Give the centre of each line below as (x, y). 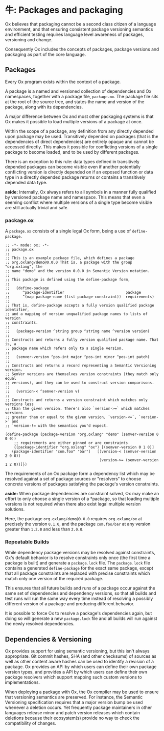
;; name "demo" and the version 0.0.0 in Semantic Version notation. (78, 271)
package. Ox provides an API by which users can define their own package (81, 667)
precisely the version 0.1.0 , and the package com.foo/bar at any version (78, 524)
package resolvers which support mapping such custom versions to (73, 677)
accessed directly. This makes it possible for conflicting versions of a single (82, 147)
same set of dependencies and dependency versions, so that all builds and (81, 593)
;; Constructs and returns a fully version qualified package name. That (82, 340)
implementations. (23, 682)
